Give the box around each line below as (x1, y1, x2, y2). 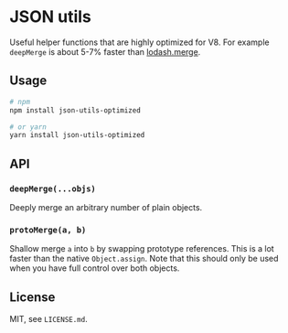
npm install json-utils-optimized (9, 105, 142, 115)
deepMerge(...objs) (9, 183, 96, 194)
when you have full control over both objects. (9, 263, 180, 274)
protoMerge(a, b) (9, 224, 87, 235)
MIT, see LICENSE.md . (9, 314, 89, 325)
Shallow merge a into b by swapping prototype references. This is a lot (9, 243, 274, 254)
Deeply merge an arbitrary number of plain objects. (9, 201, 203, 212)
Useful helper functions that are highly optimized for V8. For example (9, 37, 270, 48)
